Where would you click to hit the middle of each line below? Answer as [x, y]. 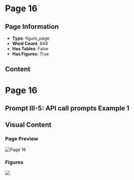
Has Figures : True [30, 54]
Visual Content [28, 125]
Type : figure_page [31, 38]
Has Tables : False [30, 49]
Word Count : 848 [30, 44]
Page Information [32, 27]
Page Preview [22, 139]
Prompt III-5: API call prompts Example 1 [67, 108]
